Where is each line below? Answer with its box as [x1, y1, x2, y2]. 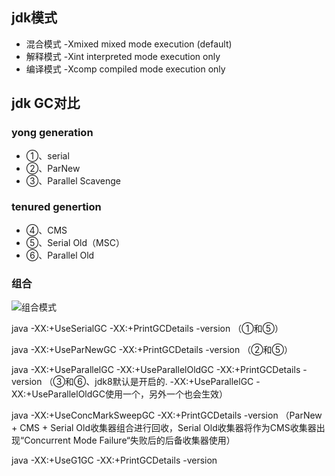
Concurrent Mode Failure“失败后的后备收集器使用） [24, 434, 236, 447]
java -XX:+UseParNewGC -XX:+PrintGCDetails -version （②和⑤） [11, 344, 294, 356]
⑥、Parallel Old [25, 249, 95, 261]
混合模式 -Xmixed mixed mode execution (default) [25, 38, 233, 50]
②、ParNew [25, 162, 81, 174]
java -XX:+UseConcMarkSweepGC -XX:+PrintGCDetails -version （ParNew [11, 409, 323, 422]
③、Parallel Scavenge [25, 174, 122, 187]
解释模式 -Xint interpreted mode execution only [25, 50, 221, 62]
